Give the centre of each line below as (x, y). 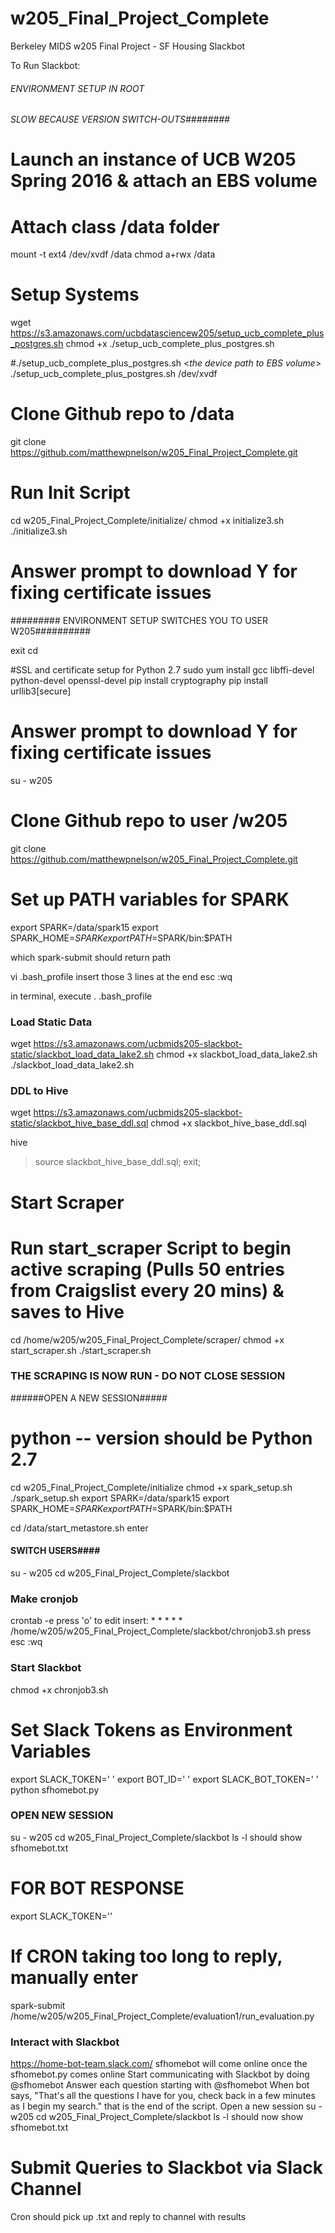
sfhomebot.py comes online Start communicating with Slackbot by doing (160, 2074)
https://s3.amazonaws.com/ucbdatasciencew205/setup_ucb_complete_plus (167, 333)
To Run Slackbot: (45, 65)
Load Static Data (51, 1022)
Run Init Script (70, 493)
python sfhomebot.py (55, 1789)
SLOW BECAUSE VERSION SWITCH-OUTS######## (120, 119)
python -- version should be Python (161, 1438)
